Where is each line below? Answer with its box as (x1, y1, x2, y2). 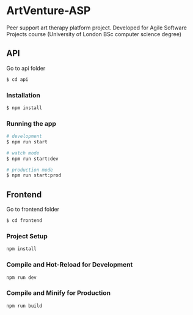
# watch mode (6, 150, 40, 156)
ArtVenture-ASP (6, 4, 91, 18)
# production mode (6, 167, 53, 173)
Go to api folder (6, 64, 46, 72)
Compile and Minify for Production (6, 289, 111, 297)
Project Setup (6, 232, 48, 240)
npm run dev (6, 274, 37, 281)
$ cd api (6, 76, 29, 83)
